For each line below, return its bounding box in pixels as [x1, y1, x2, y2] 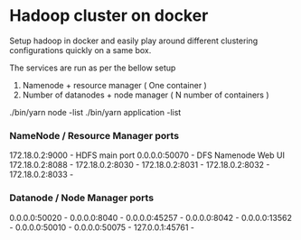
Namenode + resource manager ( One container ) [22, 79, 208, 90]
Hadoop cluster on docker [9, 5, 209, 26]
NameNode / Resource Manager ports [9, 129, 179, 142]
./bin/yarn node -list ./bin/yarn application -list [9, 106, 182, 117]
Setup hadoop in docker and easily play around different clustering [9, 35, 259, 46]
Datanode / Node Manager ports [9, 191, 155, 204]
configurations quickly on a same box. [9, 44, 152, 55]
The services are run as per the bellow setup [9, 62, 176, 73]
